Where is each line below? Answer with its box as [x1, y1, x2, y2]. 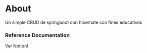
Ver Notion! [5, 43, 28, 49]
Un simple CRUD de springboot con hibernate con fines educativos [5, 19, 143, 25]
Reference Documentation [5, 32, 70, 39]
